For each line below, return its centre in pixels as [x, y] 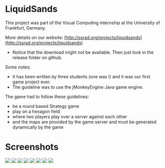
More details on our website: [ [36, 37]
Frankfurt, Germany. [26, 28]
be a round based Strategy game [46, 106]
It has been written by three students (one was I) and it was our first [81, 76]
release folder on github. [37, 57]
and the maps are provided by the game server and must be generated [84, 122]
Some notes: [18, 67]
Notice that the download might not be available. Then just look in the [83, 52]
